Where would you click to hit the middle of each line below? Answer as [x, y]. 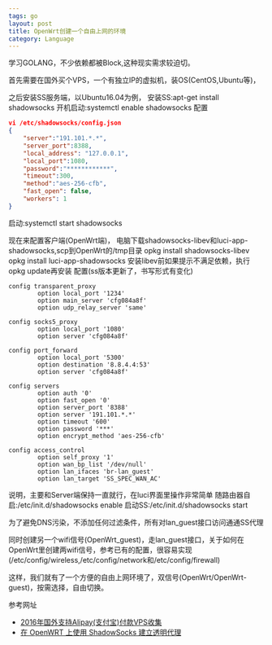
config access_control [47, 450]
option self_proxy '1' [76, 457]
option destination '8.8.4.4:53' [94, 364]
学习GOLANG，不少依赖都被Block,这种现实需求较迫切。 [101, 63]
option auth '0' [65, 393]
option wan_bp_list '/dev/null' [93, 464]
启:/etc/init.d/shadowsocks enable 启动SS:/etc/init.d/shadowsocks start [128, 505]
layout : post [30, 24]
